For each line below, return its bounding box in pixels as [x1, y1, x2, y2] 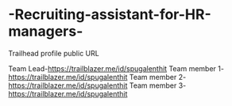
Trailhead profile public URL [8, 48, 99, 58]
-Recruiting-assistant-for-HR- [8, 6, 212, 24]
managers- [8, 22, 83, 40]
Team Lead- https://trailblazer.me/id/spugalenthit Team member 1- [8, 63, 225, 73]
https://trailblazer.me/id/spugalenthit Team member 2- [8, 72, 187, 81]
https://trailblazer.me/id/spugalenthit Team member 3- [8, 81, 187, 90]
